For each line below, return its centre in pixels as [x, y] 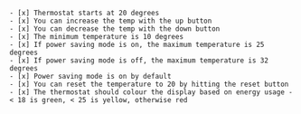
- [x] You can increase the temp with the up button [111, 21]
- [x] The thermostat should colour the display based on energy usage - [151, 92]
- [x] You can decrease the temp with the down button [115, 29]
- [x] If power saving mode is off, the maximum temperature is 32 [139, 61]
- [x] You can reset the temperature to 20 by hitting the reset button [149, 84]
